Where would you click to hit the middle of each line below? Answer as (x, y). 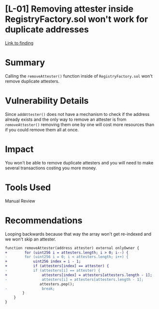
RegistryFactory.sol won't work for (77, 19)
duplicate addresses (47, 30)
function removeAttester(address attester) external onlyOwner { (72, 248)
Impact (19, 149)
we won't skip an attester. (31, 239)
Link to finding (19, 43)
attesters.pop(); (57, 284)
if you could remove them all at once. (42, 130)
